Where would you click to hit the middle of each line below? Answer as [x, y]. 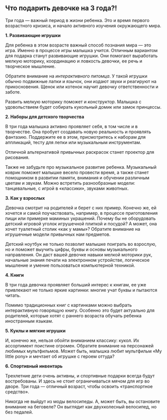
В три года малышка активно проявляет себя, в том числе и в [71, 126]
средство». [17, 391]
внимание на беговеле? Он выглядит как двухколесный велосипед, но [81, 406]
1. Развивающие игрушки [33, 35]
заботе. [13, 92]
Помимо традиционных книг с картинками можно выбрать [68, 305]
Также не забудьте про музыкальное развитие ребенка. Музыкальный [81, 167]
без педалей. [19, 412]
